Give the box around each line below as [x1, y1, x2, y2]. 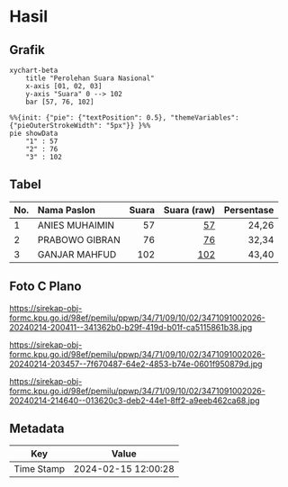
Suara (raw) [163, 203, 216, 216]
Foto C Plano [9, 279, 82, 294]
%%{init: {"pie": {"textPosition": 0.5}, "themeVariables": [9, 113, 240, 122]
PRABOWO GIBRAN [37, 233, 121, 246]
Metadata [9, 421, 65, 437]
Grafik [9, 42, 45, 58]
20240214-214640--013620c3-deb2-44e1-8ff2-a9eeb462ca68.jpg [9, 394, 260, 406]
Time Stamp [13, 463, 66, 475]
